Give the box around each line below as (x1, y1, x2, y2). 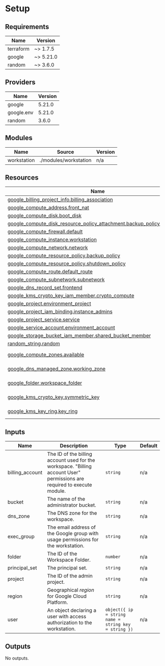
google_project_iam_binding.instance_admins (7, 308, 113, 315)
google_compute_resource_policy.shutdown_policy (7, 260, 126, 267)
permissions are (47, 476, 84, 482)
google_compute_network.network (7, 244, 88, 251)
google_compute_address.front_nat (7, 204, 89, 211)
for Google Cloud (47, 593, 87, 600)
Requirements (5, 23, 49, 31)
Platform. (47, 599, 68, 606)
